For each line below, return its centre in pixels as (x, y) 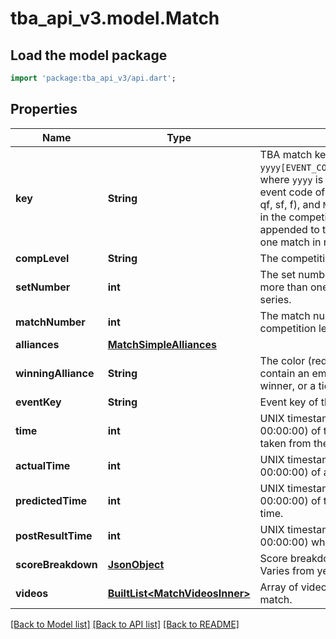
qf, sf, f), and (290, 204)
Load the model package (89, 55)
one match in (290, 242)
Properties (44, 109)
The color (282, 360)
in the (273, 217)
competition (288, 328)
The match (285, 315)
